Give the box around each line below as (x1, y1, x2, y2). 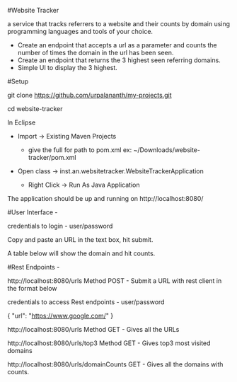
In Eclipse (7, 118, 36, 127)
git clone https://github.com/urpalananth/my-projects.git (7, 91, 172, 99)
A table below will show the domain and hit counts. (7, 249, 156, 257)
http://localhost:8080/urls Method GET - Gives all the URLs (7, 325, 180, 333)
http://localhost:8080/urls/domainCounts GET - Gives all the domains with (7, 360, 224, 369)
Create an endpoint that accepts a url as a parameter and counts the (17, 41, 217, 49)
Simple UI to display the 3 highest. (17, 64, 118, 71)
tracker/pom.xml (28, 154, 76, 161)
